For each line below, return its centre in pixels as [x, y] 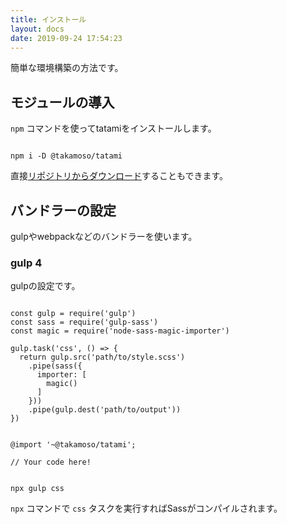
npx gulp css [37, 489]
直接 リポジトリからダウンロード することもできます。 [119, 176]
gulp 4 [26, 263]
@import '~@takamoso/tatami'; [73, 445]
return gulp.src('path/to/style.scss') [102, 357]
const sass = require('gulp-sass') [84, 322]
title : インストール [48, 19]
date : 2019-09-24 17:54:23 [66, 38]
